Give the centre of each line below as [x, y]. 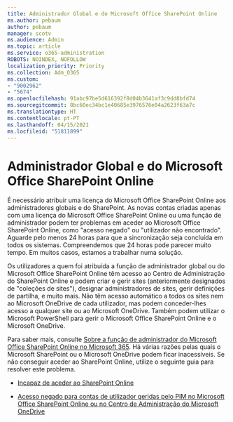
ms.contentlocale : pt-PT [43, 118]
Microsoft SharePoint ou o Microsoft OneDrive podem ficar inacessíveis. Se [116, 355]
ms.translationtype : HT [42, 112]
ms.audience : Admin [36, 40]
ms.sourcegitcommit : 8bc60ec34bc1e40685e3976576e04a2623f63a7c [101, 105]
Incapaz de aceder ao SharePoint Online [76, 383]
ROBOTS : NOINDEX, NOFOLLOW [47, 60]
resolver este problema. [41, 369]
